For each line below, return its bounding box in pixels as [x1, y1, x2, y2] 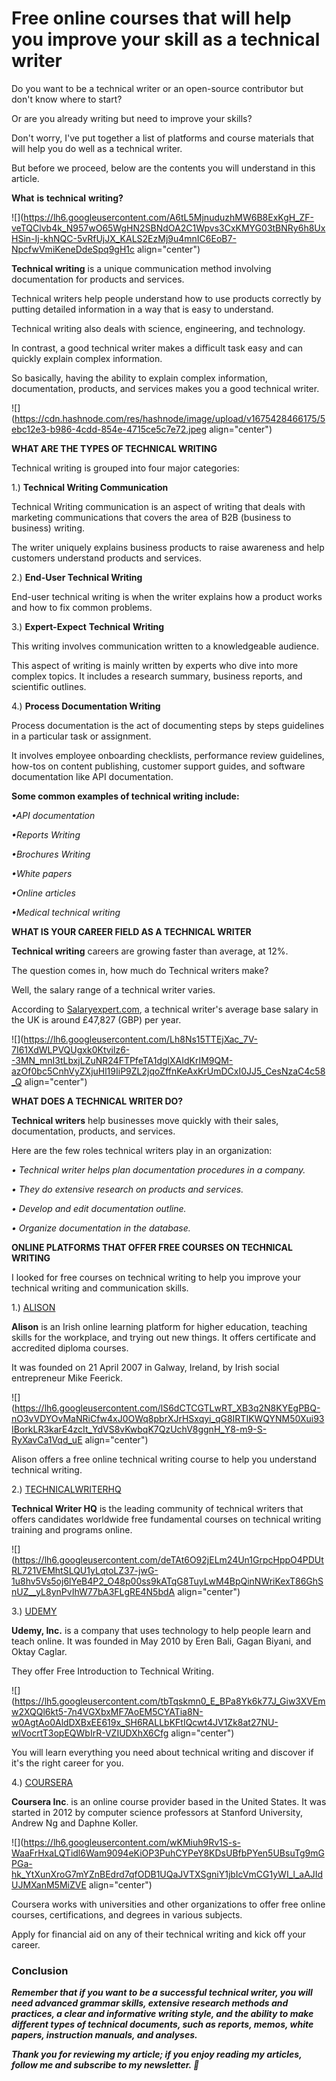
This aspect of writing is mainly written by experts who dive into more [11, 659, 299, 671]
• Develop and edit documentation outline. [11, 1202, 187, 1214]
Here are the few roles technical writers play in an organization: [11, 1144, 273, 1156]
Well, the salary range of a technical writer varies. [11, 983, 216, 996]
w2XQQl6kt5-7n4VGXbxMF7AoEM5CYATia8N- [11, 1705, 204, 1717]
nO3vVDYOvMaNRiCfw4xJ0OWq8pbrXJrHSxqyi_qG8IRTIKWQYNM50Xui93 [11, 1412, 325, 1424]
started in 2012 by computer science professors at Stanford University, [11, 1806, 303, 1818]
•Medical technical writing [11, 906, 121, 918]
